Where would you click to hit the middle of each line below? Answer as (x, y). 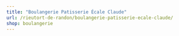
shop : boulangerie (30, 23)
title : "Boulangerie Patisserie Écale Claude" (67, 12)
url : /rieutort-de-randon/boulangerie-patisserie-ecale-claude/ (90, 18)
